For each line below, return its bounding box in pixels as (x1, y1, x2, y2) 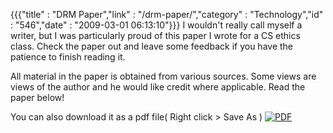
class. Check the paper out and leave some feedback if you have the (10, 40, 293, 52)
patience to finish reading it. (10, 51, 126, 63)
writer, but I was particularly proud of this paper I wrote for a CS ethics (10, 30, 301, 41)
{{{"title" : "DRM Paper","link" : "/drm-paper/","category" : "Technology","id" (10, 9, 324, 20)
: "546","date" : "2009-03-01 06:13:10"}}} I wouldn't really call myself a (10, 19, 303, 31)
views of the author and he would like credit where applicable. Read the (10, 81, 306, 93)
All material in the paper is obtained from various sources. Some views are (10, 70, 317, 82)
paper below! (10, 92, 65, 103)
